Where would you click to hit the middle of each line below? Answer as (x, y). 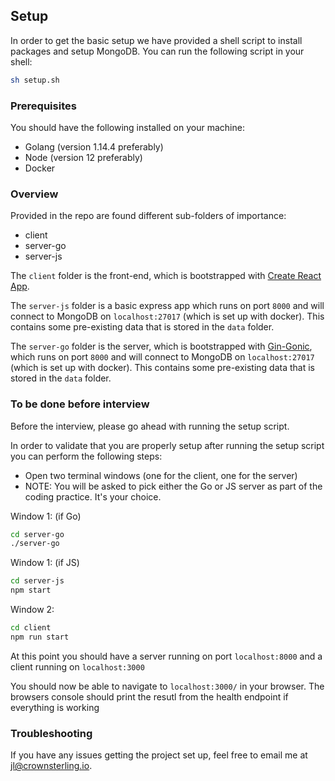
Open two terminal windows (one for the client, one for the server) (161, 475)
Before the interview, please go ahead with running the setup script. (150, 426)
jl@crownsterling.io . (51, 766)
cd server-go (37, 534)
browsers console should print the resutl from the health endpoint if (149, 696)
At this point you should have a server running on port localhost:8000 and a (166, 656)
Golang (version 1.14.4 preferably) (94, 146)
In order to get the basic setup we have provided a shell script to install (156, 40)
